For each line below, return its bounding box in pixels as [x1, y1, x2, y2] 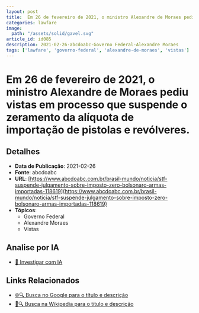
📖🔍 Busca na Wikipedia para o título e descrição [14, 301, 134, 308]
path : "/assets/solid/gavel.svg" [11, 31, 94, 37]
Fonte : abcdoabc [14, 168, 57, 175]
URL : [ [14, 175, 31, 182]
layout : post [6, 8, 38, 15]
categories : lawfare [6, 20, 57, 25]
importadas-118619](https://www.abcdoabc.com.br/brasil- [14, 187, 157, 194]
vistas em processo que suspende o [6, 98, 188, 111]
